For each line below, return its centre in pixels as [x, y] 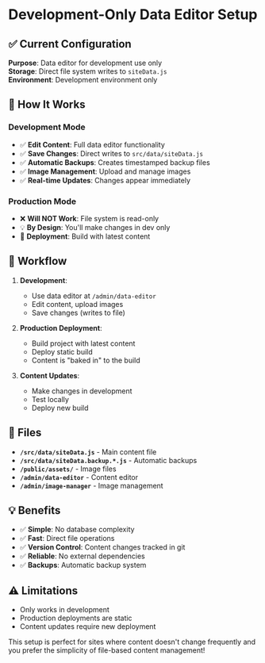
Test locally [50, 399]
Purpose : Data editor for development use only [85, 63]
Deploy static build [62, 351]
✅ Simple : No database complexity [77, 530]
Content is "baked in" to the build [86, 360]
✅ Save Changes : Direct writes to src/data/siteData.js [111, 153]
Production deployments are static [76, 618]
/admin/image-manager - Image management [92, 485]
